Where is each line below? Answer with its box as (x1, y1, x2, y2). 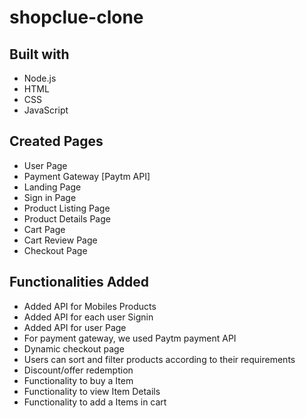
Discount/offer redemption (23, 364, 134, 376)
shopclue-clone (9, 6, 144, 29)
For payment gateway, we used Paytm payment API (23, 332, 237, 344)
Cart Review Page (23, 234, 98, 246)
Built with (9, 46, 70, 63)
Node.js (23, 72, 57, 84)
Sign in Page (23, 191, 77, 203)
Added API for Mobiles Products (23, 300, 157, 312)
